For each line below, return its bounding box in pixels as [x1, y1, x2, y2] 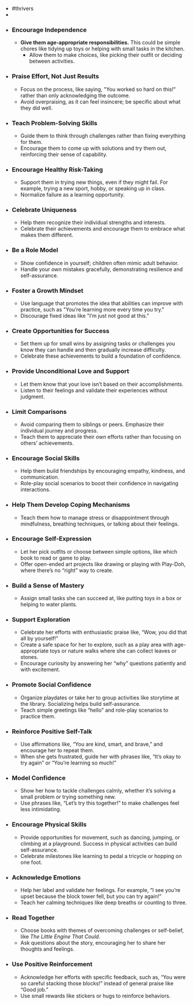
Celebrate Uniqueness [11, 206, 77, 214]
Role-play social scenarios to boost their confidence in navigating [20, 480, 178, 487]
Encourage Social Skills [11, 454, 80, 462]
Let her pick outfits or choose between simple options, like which [20, 548, 177, 555]
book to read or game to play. [20, 554, 92, 561]
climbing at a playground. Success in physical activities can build [20, 840, 177, 847]
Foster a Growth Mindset [11, 286, 84, 294]
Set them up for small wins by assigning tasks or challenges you [20, 340, 175, 347]
